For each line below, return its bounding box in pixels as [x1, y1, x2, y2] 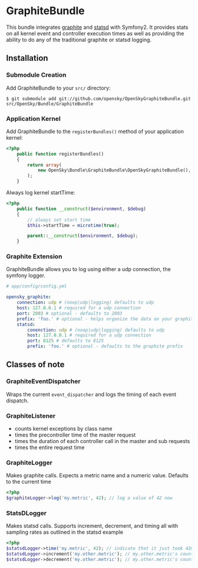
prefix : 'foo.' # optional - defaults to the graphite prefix [27, 344, 183, 349]
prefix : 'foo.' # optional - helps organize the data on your [16, 316, 173, 322]
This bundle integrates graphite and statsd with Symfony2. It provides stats [6, 24, 189, 31]
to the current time [6, 478, 51, 486]
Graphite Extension [6, 252, 62, 260]
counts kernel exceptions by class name [14, 425, 113, 432]
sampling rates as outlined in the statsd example [6, 529, 124, 536]
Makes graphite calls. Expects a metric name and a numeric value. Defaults [6, 472, 189, 479]
